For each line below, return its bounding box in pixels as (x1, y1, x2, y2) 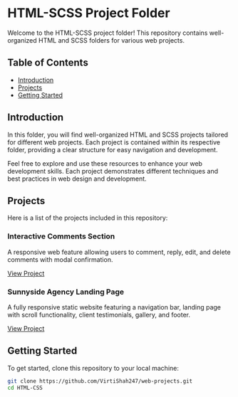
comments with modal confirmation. (7, 255, 113, 264)
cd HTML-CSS (7, 384, 43, 391)
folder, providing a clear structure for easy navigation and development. (7, 145, 218, 154)
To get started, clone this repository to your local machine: (7, 364, 180, 372)
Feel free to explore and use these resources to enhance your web (7, 159, 203, 168)
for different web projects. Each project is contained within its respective (7, 137, 221, 147)
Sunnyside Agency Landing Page (7, 287, 125, 297)
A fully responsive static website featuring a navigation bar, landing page (7, 302, 222, 311)
